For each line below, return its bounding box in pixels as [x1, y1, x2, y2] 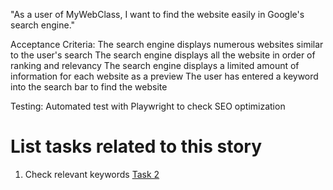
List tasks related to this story [10, 135, 263, 158]
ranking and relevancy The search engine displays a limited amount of [10, 60, 300, 71]
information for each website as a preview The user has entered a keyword [10, 70, 319, 82]
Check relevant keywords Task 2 [24, 168, 160, 180]
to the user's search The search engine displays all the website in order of [10, 49, 316, 61]
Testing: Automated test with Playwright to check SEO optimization [10, 100, 286, 112]
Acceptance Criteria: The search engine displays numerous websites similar [10, 39, 324, 50]
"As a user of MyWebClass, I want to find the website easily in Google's [10, 9, 305, 20]
